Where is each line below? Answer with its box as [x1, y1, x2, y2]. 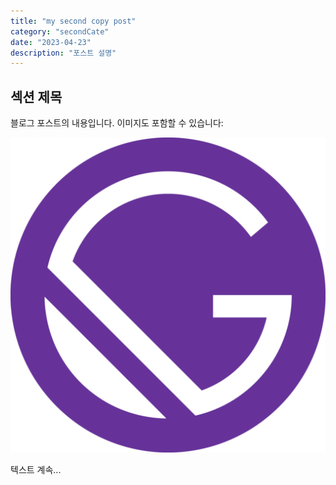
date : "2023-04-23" [10, 37, 92, 47]
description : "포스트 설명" [10, 48, 117, 58]
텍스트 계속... [10, 464, 62, 476]
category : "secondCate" [10, 26, 110, 37]
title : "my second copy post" [10, 16, 137, 26]
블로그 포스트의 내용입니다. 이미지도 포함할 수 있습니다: [10, 117, 224, 129]
